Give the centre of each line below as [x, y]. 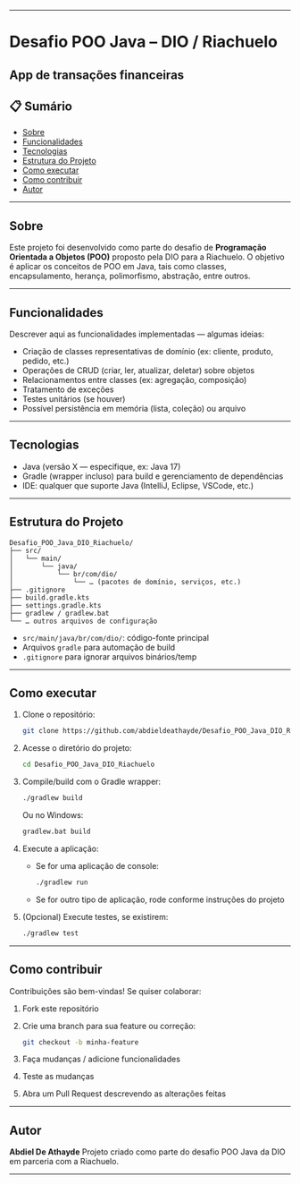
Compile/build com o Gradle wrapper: [92, 782]
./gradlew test [50, 933]
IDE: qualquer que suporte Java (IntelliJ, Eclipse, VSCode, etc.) [138, 485]
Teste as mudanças [58, 1077]
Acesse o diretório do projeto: [77, 748]
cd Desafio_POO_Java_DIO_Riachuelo [88, 765]
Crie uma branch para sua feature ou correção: [109, 1026]
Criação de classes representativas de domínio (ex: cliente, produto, [148, 352]
